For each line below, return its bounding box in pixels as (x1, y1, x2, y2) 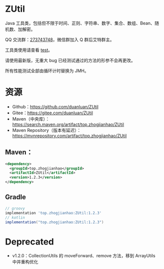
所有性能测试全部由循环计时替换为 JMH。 (5, 67, 89, 74)
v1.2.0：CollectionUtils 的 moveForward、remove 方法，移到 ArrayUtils (12, 253, 156, 259)
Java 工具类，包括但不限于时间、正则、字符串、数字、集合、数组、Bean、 (5, 20, 155, 26)
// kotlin (5, 215, 25, 220)
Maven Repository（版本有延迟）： (12, 127, 81, 133)
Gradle (5, 193, 26, 201)
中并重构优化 (12, 259, 38, 265)
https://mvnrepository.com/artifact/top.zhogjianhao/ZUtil (12, 133, 127, 139)
